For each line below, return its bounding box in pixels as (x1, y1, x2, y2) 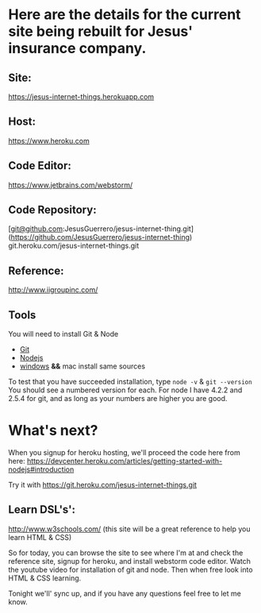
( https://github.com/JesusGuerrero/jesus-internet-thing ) (8, 233, 193, 242)
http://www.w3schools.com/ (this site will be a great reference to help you (8, 524, 251, 534)
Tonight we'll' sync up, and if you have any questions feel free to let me (8, 588, 242, 598)
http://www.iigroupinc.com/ (8, 285, 98, 295)
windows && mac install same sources (19, 361, 145, 371)
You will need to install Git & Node (8, 330, 119, 339)
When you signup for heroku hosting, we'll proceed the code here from (8, 448, 240, 457)
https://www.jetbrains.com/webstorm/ (8, 180, 133, 190)
